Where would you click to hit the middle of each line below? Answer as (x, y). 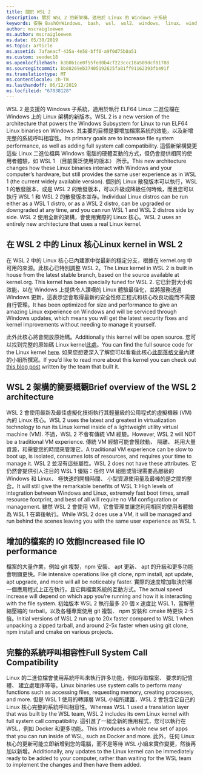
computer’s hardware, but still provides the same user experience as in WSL (101, 174)
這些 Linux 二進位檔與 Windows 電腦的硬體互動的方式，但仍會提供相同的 (97, 153)
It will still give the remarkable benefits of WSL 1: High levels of (95, 486)
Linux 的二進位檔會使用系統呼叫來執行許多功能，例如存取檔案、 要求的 (94, 678)
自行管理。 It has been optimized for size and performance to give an (92, 305)
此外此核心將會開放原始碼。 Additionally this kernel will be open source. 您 (98, 337)
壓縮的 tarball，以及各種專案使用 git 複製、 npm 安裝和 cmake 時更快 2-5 (102, 611)
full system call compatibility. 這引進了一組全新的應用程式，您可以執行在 (96, 721)
